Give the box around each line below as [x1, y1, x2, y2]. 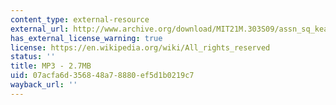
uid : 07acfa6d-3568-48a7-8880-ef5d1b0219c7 [10, 71, 195, 81]
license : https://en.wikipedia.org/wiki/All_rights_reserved [10, 42, 271, 53]
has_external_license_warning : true [10, 33, 163, 43]
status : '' [10, 52, 56, 62]
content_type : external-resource [10, 14, 150, 25]
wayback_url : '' [10, 80, 78, 90]
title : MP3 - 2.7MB [10, 61, 92, 71]
